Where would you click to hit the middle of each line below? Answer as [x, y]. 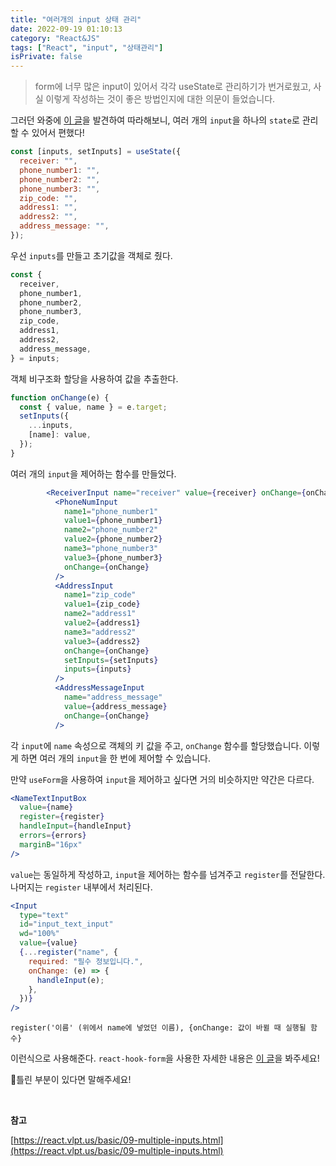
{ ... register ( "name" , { [68, 952]
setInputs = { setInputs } [111, 660]
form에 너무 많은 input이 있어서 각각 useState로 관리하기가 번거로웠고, [173, 87]
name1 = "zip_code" [100, 595]
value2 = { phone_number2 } [113, 539]
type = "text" [44, 915]
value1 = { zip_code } [102, 604]
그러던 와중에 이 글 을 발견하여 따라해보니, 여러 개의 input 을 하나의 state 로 [155, 120]
